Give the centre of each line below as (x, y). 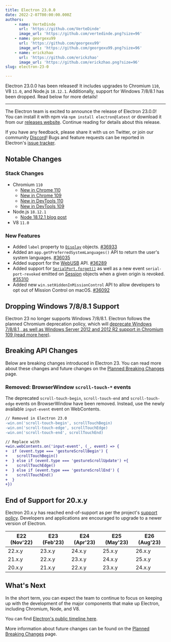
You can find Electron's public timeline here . (51, 619)
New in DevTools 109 (42, 206)
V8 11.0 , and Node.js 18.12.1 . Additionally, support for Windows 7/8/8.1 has (85, 91)
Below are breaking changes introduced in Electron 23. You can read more (83, 363)
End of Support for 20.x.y (46, 500)
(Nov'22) (21, 543)
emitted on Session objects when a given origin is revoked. (103, 274)
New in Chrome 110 (40, 190)
